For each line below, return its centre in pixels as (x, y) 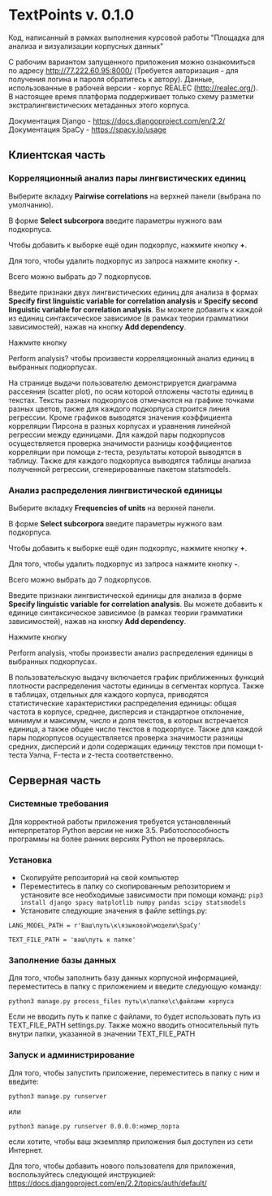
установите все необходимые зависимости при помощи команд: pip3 (142, 895)
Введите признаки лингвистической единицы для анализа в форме (125, 595)
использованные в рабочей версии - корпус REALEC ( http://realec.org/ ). (133, 88)
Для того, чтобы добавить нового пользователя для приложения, (122, 1166)
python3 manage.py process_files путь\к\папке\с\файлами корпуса (121, 1002)
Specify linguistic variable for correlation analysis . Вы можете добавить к (136, 604)
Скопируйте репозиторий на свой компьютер (99, 877)
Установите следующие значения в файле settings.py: (114, 910)
